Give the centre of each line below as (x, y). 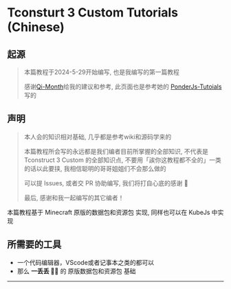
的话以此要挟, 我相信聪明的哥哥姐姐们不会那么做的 (95, 168)
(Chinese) (36, 27)
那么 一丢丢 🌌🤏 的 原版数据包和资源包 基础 (76, 271)
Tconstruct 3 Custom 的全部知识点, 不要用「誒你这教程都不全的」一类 (122, 160)
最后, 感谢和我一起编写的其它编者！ (74, 198)
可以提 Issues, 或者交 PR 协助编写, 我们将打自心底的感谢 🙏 (106, 183)
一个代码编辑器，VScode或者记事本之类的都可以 (86, 262)
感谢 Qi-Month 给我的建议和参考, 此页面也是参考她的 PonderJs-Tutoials (123, 86)
